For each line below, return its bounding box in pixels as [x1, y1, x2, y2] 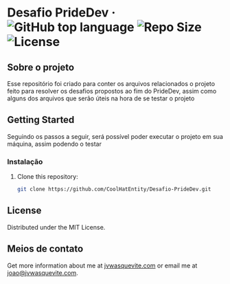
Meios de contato [7, 243, 84, 255]
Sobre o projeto [7, 61, 74, 73]
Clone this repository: [16, 173, 78, 181]
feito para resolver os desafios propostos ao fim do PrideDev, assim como [7, 87, 217, 95]
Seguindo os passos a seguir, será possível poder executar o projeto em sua [7, 132, 223, 140]
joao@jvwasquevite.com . [7, 268, 79, 276]
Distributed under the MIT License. [7, 223, 106, 231]
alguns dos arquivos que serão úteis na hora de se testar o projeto [7, 94, 195, 102]
